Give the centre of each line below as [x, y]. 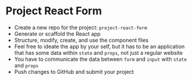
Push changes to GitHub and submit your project [74, 71]
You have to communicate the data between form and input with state [100, 59]
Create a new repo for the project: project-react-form [80, 27]
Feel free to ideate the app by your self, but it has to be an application [99, 46]
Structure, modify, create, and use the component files [81, 40]
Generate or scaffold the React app [57, 33]
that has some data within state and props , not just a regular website [98, 52]
